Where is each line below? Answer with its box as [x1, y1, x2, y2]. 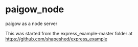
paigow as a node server [5, 20, 58, 27]
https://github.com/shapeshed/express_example [5, 36, 107, 42]
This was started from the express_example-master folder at [5, 30, 133, 36]
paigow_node [5, 4, 64, 15]
